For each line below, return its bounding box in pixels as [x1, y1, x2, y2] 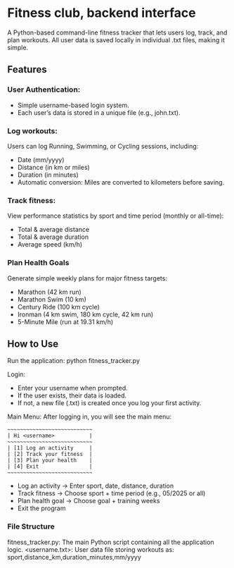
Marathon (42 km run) [17, 288, 82, 296]
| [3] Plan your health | [7, 457, 93, 464]
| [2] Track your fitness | [7, 451, 93, 458]
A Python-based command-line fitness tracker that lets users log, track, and [7, 28, 228, 37]
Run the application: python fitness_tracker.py [7, 357, 141, 365]
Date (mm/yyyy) [17, 155, 65, 163]
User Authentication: [7, 85, 81, 94]
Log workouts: [7, 125, 58, 135]
